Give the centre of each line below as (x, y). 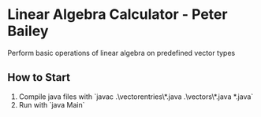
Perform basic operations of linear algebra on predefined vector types (121, 53)
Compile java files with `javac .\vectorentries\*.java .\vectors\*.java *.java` (136, 97)
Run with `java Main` (52, 104)
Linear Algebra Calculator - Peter (117, 15)
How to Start (39, 77)
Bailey (28, 31)
